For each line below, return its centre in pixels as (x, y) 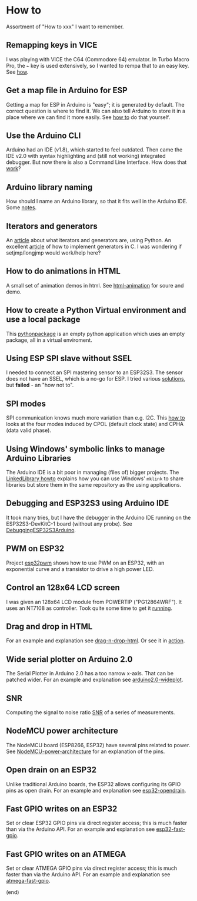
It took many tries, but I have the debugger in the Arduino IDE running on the (98, 517)
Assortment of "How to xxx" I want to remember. (65, 27)
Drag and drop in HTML (49, 626)
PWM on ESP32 (35, 549)
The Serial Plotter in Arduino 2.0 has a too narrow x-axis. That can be (90, 674)
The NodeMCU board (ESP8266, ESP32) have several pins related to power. (98, 745)
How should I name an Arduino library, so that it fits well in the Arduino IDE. (97, 202)
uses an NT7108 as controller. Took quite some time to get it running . (89, 608)
